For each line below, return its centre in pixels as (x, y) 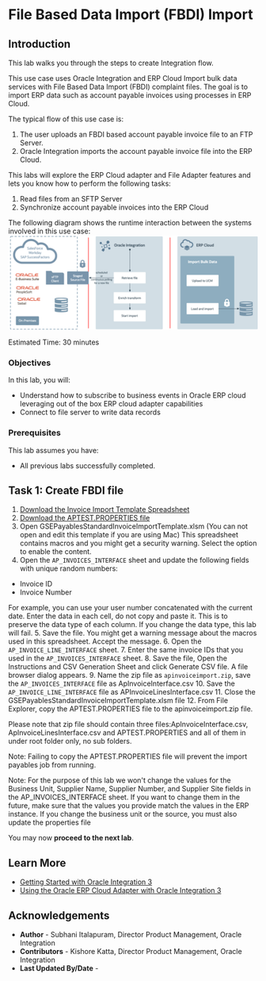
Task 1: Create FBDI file (66, 490)
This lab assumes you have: (53, 450)
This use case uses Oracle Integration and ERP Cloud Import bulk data (123, 78)
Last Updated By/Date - (59, 968)
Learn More (37, 863)
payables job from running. (52, 765)
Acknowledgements (59, 916)
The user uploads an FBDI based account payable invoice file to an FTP (136, 134)
